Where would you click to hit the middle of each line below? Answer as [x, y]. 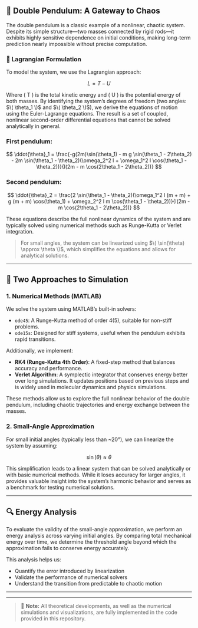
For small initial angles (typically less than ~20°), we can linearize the [90, 439]
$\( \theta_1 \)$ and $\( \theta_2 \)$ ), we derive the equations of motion [92, 107]
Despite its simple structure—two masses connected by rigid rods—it [90, 31]
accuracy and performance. [48, 369]
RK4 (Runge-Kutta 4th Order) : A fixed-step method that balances [95, 362]
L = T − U [99, 84]
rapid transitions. [35, 339]
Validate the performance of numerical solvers [71, 577]
